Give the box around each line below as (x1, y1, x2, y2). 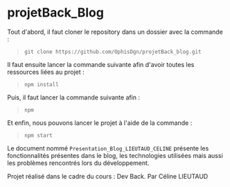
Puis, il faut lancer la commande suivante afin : (7, 93, 141, 101)
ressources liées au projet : (7, 68, 85, 76)
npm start (24, 132, 53, 139)
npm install (24, 81, 59, 88)
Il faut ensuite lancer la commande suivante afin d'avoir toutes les (7, 60, 195, 68)
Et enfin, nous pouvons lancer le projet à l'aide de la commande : (7, 119, 193, 127)
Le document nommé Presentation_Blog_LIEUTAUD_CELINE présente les (7, 144, 209, 152)
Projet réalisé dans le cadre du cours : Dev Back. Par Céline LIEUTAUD (7, 172, 209, 180)
